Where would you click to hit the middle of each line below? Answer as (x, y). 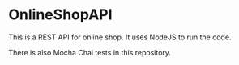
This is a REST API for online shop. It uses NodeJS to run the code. (120, 37)
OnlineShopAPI (60, 15)
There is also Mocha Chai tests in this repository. (90, 52)
